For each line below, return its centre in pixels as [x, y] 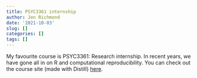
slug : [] [17, 28]
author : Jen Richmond [33, 17]
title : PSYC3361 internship [41, 12]
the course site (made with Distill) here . [54, 69]
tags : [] [17, 39]
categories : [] [25, 34]
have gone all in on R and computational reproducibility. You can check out [99, 63]
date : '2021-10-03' [31, 23]
